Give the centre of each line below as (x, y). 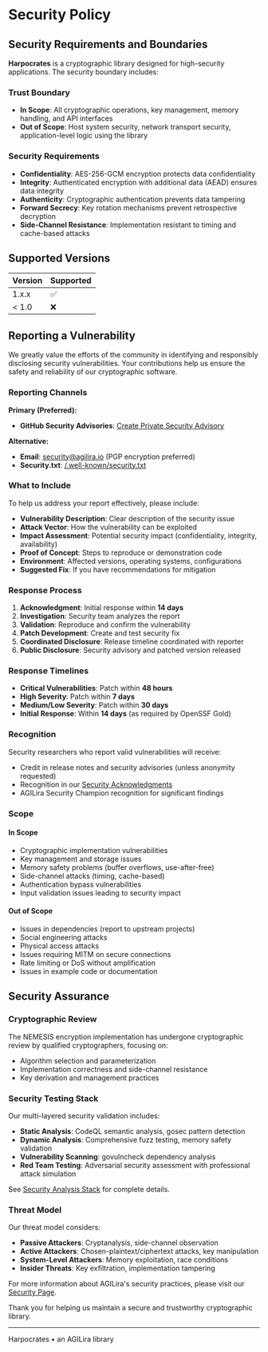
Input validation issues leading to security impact (100, 892)
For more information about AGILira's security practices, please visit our (126, 1284)
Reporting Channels (48, 393)
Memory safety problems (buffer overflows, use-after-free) (117, 867)
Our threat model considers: (55, 1227)
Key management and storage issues (81, 859)
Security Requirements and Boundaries (108, 44)
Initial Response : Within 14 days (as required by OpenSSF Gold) (125, 714)
